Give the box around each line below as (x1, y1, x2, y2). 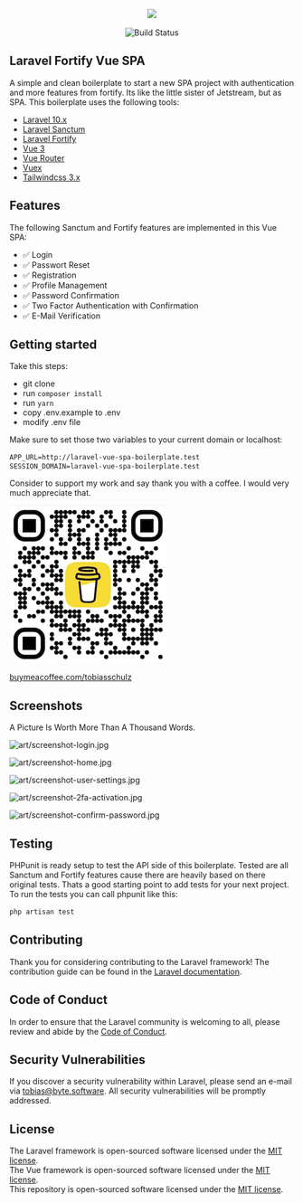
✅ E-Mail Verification (22, 310, 101, 321)
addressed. (9, 1095, 52, 1106)
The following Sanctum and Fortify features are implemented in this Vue (9, 222, 278, 232)
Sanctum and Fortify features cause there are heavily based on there (9, 869, 266, 881)
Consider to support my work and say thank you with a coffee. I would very (9, 478, 289, 488)
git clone (22, 378, 56, 389)
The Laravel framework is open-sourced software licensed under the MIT (9, 1145, 283, 1157)
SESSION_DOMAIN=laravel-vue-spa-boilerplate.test (9, 462, 201, 471)
